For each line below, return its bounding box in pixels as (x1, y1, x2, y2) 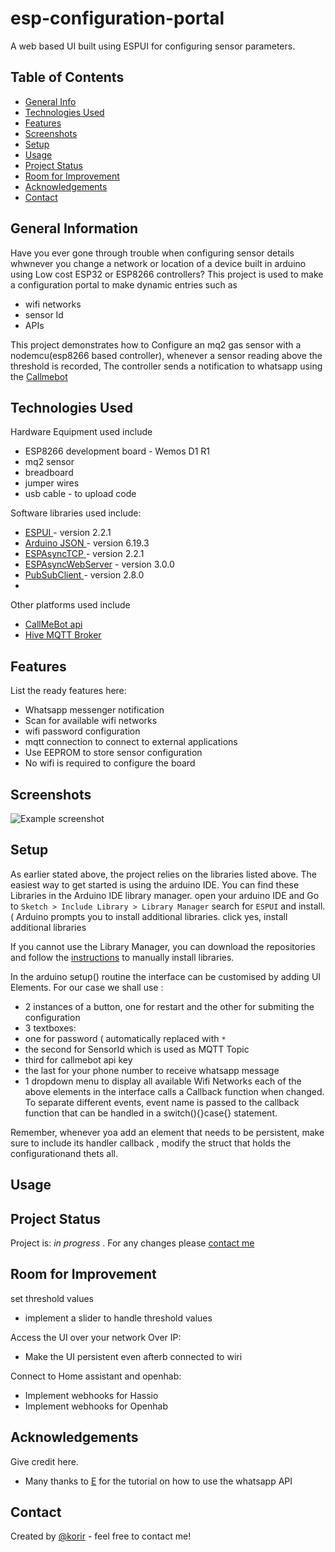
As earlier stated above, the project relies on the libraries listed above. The (10, 868, 317, 880)
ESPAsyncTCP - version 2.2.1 (24, 548, 145, 560)
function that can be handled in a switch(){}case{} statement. (24, 1107, 278, 1119)
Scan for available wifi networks (24, 715, 158, 727)
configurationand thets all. (10, 1147, 118, 1159)
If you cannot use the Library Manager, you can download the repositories (10, 940, 316, 952)
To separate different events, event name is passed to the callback (24, 1096, 300, 1108)
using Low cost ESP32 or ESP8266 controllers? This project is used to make (10, 268, 324, 280)
